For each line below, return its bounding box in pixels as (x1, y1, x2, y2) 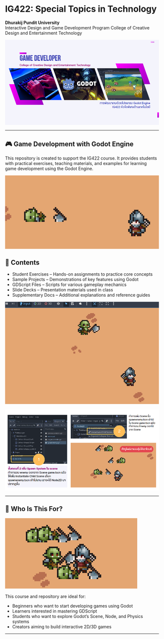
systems (12, 618, 29, 624)
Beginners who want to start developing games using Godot (12, 603, 133, 609)
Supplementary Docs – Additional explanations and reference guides (12, 292, 150, 298)
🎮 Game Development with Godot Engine (5, 140, 134, 148)
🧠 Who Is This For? (5, 505, 63, 513)
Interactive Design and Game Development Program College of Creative (5, 24, 150, 30)
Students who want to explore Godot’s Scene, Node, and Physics (12, 613, 143, 619)
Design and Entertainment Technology (5, 30, 82, 36)
